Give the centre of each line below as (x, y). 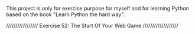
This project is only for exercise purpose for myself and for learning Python (97, 8)
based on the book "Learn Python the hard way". (66, 14)
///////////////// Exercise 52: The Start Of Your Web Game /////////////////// (92, 26)
